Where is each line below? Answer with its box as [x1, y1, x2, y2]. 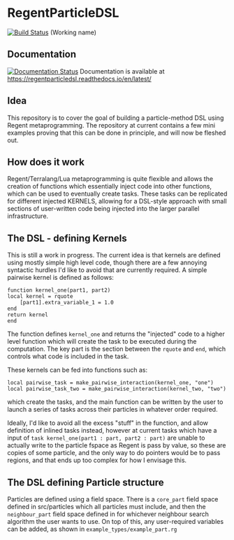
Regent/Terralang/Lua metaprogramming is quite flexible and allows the [7, 175, 214, 183]
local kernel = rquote [7, 293, 73, 300]
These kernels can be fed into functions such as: [7, 366, 148, 374]
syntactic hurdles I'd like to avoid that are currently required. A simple [7, 266, 207, 274]
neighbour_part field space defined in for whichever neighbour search [7, 510, 210, 518]
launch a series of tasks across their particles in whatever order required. [7, 405, 218, 414]
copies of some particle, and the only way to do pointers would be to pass [7, 449, 221, 457]
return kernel [7, 311, 49, 318]
